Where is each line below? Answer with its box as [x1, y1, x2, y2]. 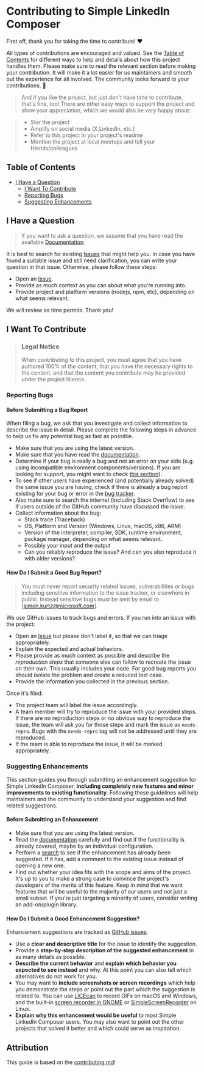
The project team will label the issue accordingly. [15, 701, 138, 708]
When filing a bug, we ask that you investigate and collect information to [6, 420, 188, 427]
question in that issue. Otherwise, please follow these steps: [6, 263, 157, 270]
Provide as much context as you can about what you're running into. [15, 281, 187, 288]
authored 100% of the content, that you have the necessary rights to [21, 362, 193, 370]
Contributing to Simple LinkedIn [6, 4, 171, 18]
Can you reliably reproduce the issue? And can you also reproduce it [24, 548, 197, 556]
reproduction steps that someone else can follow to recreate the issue [15, 658, 191, 666]
